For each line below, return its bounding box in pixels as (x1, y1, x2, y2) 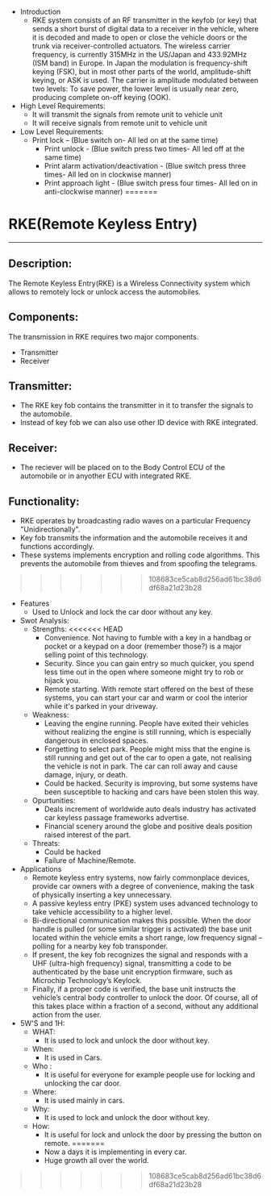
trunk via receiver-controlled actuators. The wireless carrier (31, 41, 231, 51)
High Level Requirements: (19, 101, 106, 110)
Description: (8, 257, 73, 271)
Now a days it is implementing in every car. (44, 1147, 187, 1156)
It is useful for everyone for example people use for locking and (44, 1070, 256, 1079)
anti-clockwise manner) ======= (44, 187, 158, 196)
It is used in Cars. (44, 1052, 102, 1062)
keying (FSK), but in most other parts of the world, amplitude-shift (31, 67, 252, 76)
